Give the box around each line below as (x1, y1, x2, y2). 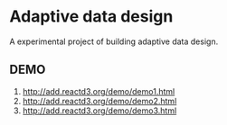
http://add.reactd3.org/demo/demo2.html (22, 95, 177, 106)
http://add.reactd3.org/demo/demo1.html (22, 85, 175, 96)
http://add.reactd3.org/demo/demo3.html (22, 105, 177, 116)
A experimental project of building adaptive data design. (9, 36, 219, 47)
